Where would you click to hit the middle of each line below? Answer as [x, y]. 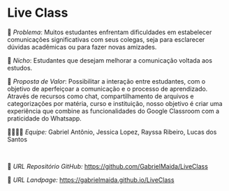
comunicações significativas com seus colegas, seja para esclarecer [106, 39]
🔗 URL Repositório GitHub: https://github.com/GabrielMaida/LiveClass [108, 166]
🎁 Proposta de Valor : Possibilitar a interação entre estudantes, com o [106, 81]
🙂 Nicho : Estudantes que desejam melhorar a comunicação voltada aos [110, 60]
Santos [17, 139]
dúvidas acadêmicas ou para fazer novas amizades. [82, 47]
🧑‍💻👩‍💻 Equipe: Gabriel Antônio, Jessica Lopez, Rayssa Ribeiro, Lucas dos [112, 132]
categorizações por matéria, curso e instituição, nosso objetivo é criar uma [115, 103]
